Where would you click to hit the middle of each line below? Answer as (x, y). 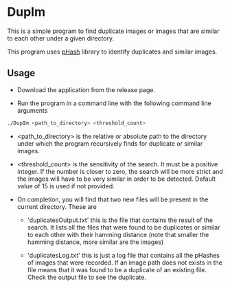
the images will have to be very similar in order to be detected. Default (116, 179)
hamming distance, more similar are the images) (95, 242)
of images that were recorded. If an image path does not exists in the (125, 263)
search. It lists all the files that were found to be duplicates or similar (124, 227)
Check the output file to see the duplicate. (87, 277)
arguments (32, 110)
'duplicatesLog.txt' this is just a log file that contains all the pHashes (123, 255)
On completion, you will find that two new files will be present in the (113, 199)
